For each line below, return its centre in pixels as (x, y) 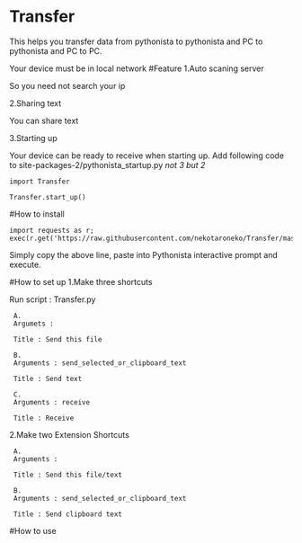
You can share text (44, 120)
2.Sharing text (36, 103)
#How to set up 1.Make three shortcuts (81, 281)
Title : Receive (44, 418)
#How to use (33, 530)
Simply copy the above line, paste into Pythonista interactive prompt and (144, 254)
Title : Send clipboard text (68, 514)
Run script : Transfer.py (53, 299)
